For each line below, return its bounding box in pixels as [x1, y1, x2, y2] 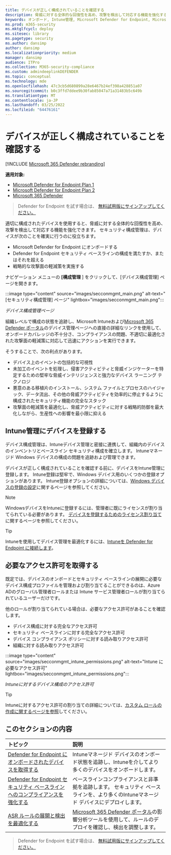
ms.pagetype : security [5, 36, 53, 41]
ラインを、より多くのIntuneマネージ [72, 791, 159, 798]
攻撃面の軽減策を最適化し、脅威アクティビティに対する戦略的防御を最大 [12, 404, 164, 410]
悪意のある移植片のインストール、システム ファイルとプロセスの [12, 384, 148, 391]
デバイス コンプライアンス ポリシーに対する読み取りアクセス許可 [12, 636, 149, 642]
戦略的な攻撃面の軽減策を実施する [12, 263, 84, 269]
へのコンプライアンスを [8, 791, 64, 798]
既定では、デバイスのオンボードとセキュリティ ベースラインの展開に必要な [5, 575, 162, 582]
